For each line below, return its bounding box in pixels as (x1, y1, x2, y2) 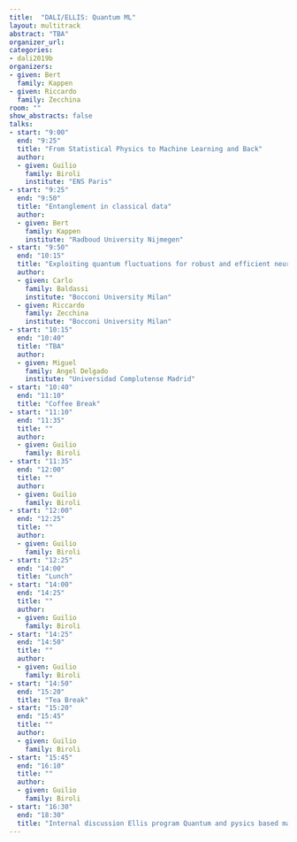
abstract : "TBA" (9, 29, 69, 38)
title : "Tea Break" (17, 695, 89, 704)
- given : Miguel (17, 358, 77, 367)
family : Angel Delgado (25, 366, 109, 376)
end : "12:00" (17, 465, 65, 474)
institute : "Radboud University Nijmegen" (25, 235, 184, 244)
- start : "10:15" (9, 325, 73, 334)
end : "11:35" (17, 416, 65, 425)
